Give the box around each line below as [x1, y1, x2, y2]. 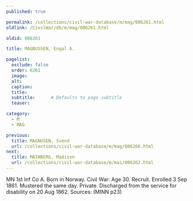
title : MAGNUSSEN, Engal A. [6, 46, 75, 52]
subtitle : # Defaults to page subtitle [11, 95, 122, 101]
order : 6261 [11, 68, 41, 73]
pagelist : [6, 56, 31, 62]
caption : [11, 83, 33, 90]
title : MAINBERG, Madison [11, 154, 75, 160]
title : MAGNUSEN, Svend [11, 138, 69, 144]
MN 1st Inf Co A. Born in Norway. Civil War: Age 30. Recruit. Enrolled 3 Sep [6, 176, 187, 183]
